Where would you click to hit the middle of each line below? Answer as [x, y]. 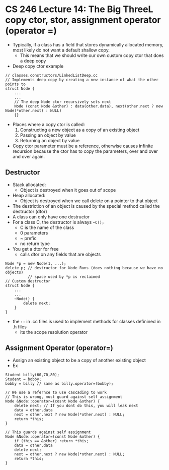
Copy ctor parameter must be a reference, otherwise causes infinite [83, 146]
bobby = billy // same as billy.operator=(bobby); [59, 384]
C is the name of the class [47, 227]
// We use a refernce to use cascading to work [56, 392]
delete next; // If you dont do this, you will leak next [76, 405]
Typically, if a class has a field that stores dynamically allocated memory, [88, 44]
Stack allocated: [29, 185]
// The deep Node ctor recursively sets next [63, 102]
